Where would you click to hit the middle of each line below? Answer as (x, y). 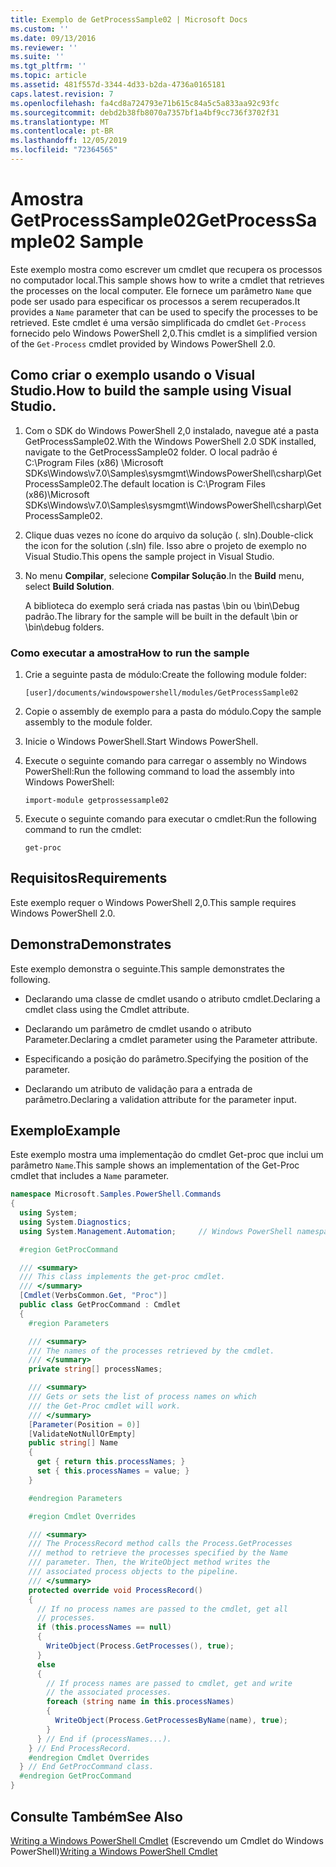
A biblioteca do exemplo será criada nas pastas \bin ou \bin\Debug (162, 605)
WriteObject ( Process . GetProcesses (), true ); (140, 1646)
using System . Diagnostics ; (75, 1222)
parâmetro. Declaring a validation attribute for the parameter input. (160, 1099)
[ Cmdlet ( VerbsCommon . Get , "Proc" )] (93, 1296)
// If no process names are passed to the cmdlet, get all (162, 1609)
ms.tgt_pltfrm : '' (48, 66)
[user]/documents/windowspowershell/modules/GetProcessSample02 (161, 692)
